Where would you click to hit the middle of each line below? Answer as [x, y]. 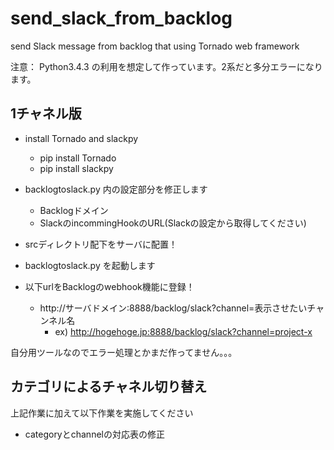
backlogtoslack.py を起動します [90, 265]
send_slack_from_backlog [121, 18]
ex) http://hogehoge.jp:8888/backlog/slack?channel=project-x [183, 331]
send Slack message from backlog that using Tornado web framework [155, 46]
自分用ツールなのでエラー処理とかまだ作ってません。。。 [124, 352]
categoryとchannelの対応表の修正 [94, 434]
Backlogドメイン [74, 210]
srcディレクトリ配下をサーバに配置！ [101, 244]
